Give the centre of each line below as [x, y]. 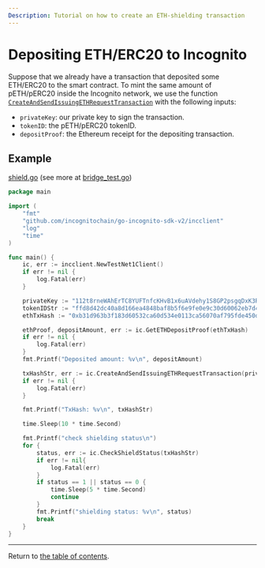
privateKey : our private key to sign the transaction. [102, 117]
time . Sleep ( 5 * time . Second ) [98, 490]
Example [30, 158]
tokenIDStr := [45, 308]
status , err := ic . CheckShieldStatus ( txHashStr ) [118, 453]
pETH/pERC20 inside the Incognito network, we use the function [113, 93]
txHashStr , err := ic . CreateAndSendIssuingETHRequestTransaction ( [134, 373]
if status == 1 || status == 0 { [91, 483]
